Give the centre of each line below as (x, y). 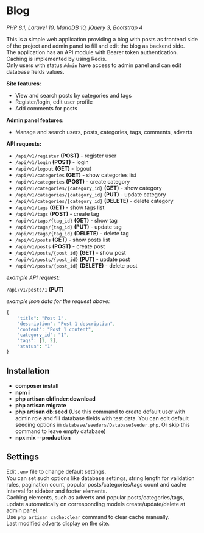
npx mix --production (43, 437)
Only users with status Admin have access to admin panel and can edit (94, 65)
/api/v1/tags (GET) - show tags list (60, 207)
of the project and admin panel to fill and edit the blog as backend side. (96, 46)
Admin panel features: (35, 120)
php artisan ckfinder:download (55, 399)
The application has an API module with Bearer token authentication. (92, 52)
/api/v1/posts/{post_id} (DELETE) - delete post (76, 265)
